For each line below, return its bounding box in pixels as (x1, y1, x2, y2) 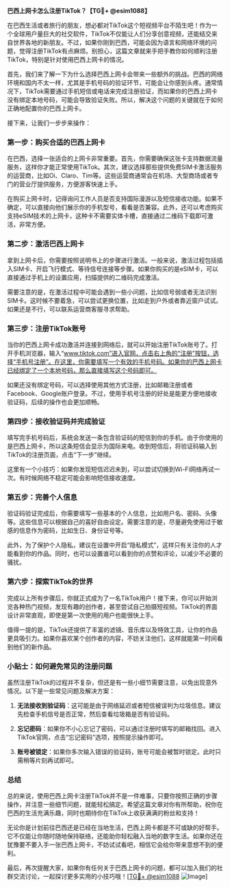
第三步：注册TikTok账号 (7, 323, 86, 333)
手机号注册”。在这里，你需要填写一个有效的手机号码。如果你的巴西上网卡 (16, 358, 222, 366)
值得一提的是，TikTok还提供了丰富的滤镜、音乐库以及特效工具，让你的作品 (7, 625, 218, 634)
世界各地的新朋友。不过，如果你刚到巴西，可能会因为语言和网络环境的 (12, 38, 211, 47)
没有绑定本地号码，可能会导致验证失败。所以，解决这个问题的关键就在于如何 (7, 96, 223, 103)
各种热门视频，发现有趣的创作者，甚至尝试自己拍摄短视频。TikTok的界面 (12, 602, 218, 610)
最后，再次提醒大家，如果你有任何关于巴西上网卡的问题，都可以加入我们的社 (7, 864, 223, 872)
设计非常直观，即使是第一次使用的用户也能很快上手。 (7, 611, 157, 619)
